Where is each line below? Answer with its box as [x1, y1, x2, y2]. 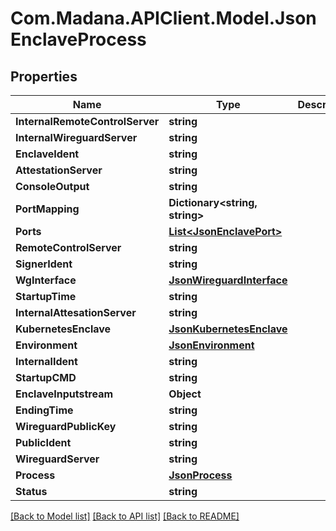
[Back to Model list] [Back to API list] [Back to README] [10, 510, 240, 522]
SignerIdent [15, 257, 73, 271]
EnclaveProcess [10, 28, 147, 51]
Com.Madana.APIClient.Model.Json [10, 7, 317, 30]
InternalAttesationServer [15, 306, 137, 319]
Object [168, 387, 202, 401]
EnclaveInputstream [15, 387, 114, 401]
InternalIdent [15, 355, 78, 368]
